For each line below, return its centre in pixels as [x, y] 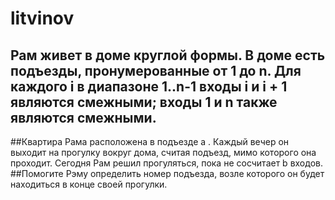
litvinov [42, 18]
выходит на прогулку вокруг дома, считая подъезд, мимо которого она [163, 152]
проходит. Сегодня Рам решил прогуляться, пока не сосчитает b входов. [166, 163]
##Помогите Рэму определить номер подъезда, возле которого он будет [167, 173]
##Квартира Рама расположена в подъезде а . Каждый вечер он [150, 141]
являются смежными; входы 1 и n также [144, 102]
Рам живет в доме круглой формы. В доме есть [168, 55]
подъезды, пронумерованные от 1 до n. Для [156, 70]
